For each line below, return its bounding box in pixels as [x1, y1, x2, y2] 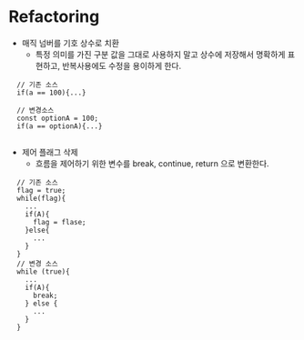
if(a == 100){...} [16, 88, 87, 97]
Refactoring [8, 6, 100, 27]
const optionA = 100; [16, 114, 99, 123]
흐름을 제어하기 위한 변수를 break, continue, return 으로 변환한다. [35, 157, 269, 169]
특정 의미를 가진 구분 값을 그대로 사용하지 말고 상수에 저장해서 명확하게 [35, 48, 286, 60]
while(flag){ [16, 194, 66, 203]
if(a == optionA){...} [16, 121, 103, 131]
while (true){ [16, 266, 70, 276]
